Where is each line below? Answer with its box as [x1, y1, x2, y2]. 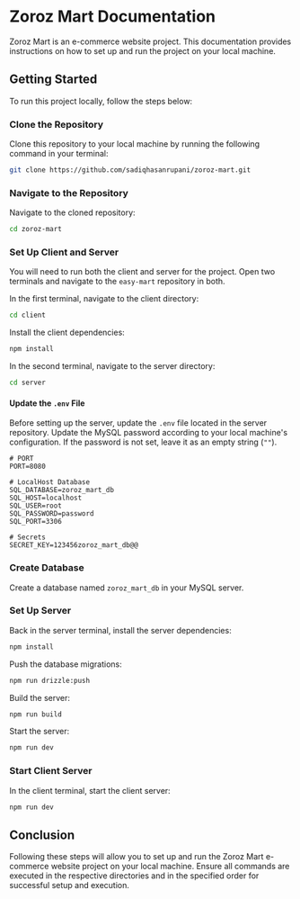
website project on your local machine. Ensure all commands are [50, 861, 290, 872]
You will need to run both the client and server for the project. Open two [9, 266, 276, 277]
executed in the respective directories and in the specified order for [9, 870, 260, 881]
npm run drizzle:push [9, 676, 91, 685]
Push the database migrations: [9, 659, 123, 670]
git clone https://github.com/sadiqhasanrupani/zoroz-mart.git [9, 166, 251, 175]
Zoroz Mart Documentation [9, 6, 216, 27]
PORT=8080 [9, 462, 47, 472]
